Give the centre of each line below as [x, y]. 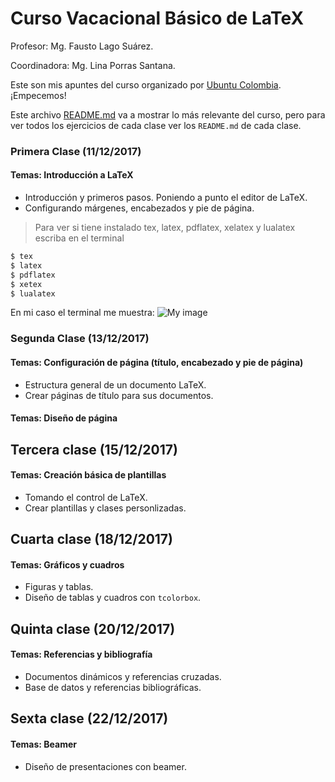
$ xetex [26, 284]
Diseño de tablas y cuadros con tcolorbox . [113, 598]
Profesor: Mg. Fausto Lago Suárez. [82, 46]
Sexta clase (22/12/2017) [89, 718]
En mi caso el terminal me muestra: [82, 313]
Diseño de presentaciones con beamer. [105, 766]
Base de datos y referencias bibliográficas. [113, 687]
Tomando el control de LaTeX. [86, 497]
